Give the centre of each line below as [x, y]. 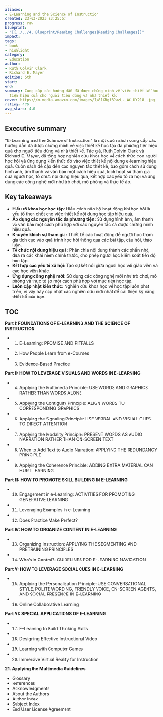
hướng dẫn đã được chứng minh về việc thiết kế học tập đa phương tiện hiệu [81, 145]
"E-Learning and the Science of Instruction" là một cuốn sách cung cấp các [81, 140]
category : [15, 55]
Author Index [25, 699]
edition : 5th [18, 77]
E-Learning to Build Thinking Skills [54, 629]
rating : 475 [17, 105]
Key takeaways [29, 197]
